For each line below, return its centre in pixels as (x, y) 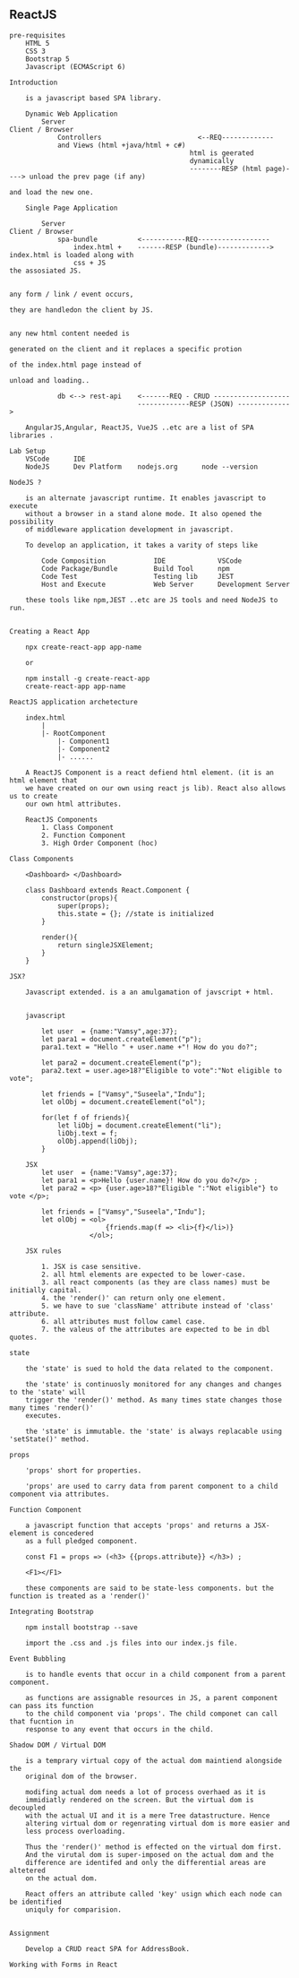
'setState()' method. (50, 1439)
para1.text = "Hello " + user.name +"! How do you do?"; (149, 1047)
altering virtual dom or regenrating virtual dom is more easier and (158, 1823)
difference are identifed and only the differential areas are (146, 1862)
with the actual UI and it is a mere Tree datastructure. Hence (148, 1815)
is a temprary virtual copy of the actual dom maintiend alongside (154, 1760)
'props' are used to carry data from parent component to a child (152, 1486)
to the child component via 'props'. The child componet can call (152, 1714)
